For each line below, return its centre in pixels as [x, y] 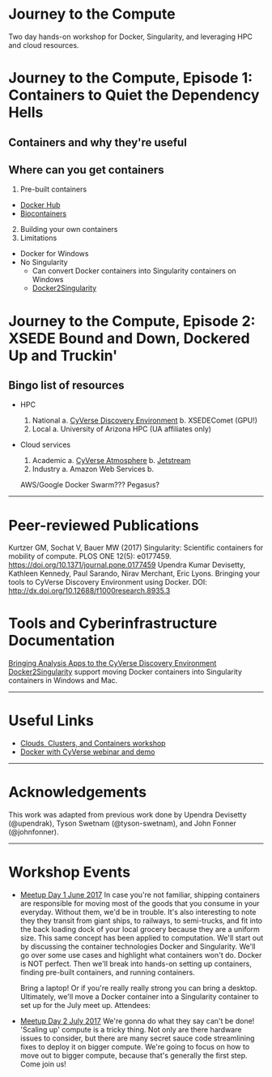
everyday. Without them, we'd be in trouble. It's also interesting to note [138, 912]
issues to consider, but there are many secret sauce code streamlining [137, 1038]
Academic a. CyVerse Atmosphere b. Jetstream [112, 461]
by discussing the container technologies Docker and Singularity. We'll [138, 946]
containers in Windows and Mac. [63, 680]
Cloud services [45, 445]
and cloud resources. [44, 45]
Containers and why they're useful [98, 142]
